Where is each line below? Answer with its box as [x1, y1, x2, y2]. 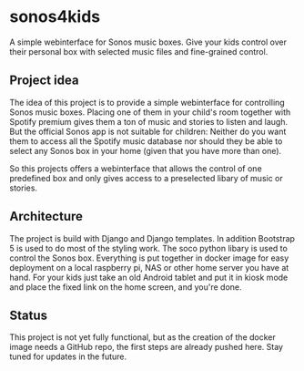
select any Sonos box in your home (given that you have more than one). [9, 145, 282, 156]
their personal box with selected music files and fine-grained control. [9, 46, 269, 57]
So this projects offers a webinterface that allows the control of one [9, 162, 262, 174]
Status [9, 307, 48, 323]
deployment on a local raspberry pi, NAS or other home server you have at [9, 262, 289, 273]
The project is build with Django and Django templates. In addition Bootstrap [9, 232, 296, 243]
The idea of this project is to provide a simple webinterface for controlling [9, 97, 285, 108]
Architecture [9, 209, 84, 224]
